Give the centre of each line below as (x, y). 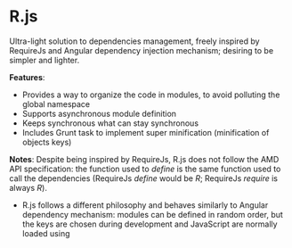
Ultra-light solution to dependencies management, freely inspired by (134, 41)
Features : (27, 77)
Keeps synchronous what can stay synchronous (110, 123)
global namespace (56, 103)
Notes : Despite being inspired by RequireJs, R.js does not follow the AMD (144, 159)
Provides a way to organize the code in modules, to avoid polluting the (151, 95)
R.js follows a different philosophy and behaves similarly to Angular (145, 205)
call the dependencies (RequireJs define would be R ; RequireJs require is (144, 178)
